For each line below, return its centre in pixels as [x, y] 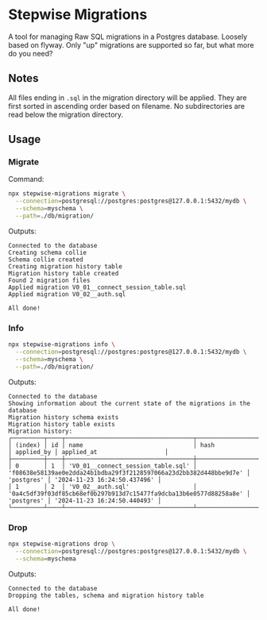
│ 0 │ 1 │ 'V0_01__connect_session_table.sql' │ [103, 466]
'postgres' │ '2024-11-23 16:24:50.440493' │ [85, 501]
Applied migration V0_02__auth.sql [67, 294]
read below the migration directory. [66, 114]
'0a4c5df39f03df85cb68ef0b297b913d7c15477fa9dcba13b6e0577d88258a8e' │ [129, 494]
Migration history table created [64, 273]
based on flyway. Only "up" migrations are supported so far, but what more [131, 44]
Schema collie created [46, 260]
